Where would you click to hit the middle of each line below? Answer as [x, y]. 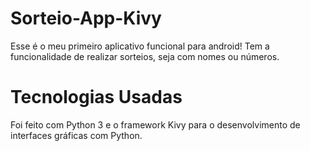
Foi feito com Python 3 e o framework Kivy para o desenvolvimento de [155, 124]
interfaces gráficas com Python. [76, 135]
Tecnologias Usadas [96, 97]
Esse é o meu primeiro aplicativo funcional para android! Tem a [140, 46]
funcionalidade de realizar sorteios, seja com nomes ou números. [145, 56]
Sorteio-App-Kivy [86, 18]
